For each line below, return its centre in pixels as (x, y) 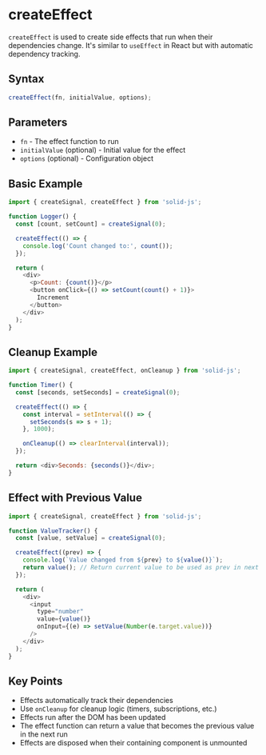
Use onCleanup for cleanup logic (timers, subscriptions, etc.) (118, 709)
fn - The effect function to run (69, 142)
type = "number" (60, 612)
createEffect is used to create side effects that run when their (111, 37)
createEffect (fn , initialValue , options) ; (80, 98)
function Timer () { (41, 385)
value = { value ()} (64, 619)
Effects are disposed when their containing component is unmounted (133, 743)
